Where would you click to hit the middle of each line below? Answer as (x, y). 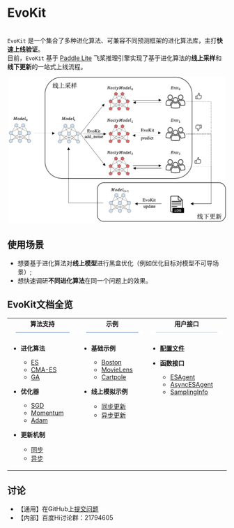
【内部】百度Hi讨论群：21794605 (65, 518)
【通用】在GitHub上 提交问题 (58, 508)
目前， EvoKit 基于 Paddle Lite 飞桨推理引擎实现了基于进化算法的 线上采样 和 (115, 58)
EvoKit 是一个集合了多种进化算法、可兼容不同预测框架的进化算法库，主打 (112, 41)
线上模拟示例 (109, 392)
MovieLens (117, 370)
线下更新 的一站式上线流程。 (47, 66)
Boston (111, 362)
